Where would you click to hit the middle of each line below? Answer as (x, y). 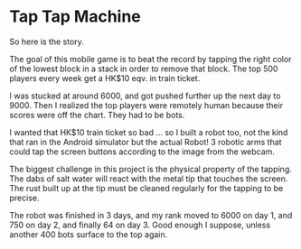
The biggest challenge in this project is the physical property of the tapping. (150, 169)
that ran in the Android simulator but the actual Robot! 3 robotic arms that (146, 142)
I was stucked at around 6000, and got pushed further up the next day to (145, 96)
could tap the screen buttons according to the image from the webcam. (142, 152)
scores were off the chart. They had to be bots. (97, 115)
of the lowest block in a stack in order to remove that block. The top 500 (144, 69)
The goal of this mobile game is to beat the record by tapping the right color (150, 59)
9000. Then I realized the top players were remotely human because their (146, 105)
